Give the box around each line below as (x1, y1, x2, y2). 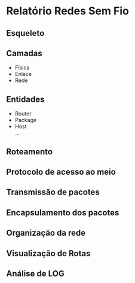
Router (14, 110, 32, 117)
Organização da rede (6, 228, 85, 238)
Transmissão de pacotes (6, 187, 100, 197)
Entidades (6, 94, 45, 104)
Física (14, 64, 30, 71)
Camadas (6, 48, 43, 58)
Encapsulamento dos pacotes (6, 208, 119, 218)
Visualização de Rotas (6, 248, 91, 258)
